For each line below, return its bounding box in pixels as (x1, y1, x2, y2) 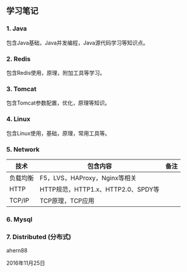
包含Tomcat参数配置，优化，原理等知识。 (6, 99, 110, 106)
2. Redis (6, 54, 31, 63)
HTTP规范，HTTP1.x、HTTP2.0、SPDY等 (39, 185, 160, 194)
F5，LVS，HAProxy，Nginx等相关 (39, 173, 137, 182)
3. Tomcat (6, 85, 36, 93)
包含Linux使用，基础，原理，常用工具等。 (6, 130, 110, 137)
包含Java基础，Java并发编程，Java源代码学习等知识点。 (6, 39, 149, 46)
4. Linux (6, 115, 30, 124)
